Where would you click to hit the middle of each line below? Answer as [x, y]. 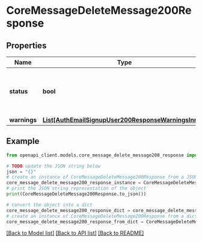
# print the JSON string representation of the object [76, 188]
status [19, 91]
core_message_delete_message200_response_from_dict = [75, 222]
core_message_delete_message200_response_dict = [68, 210]
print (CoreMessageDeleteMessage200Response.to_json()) [76, 194]
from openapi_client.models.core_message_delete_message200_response [95, 155]
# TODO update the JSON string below [54, 166]
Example [23, 141]
